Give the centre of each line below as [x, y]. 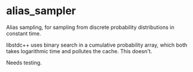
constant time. [24, 33]
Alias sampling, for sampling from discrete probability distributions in [90, 27]
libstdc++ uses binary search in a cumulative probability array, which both [97, 45]
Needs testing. [24, 63]
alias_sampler [41, 11]
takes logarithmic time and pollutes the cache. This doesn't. [79, 51]
